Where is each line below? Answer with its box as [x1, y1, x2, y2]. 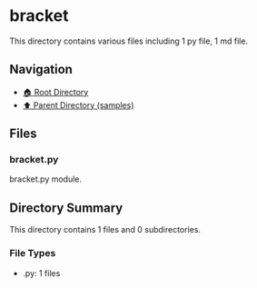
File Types [9, 247, 56, 260]
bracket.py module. [9, 174, 83, 184]
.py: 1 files [22, 267, 61, 278]
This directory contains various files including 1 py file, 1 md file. [9, 35, 248, 46]
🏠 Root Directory [22, 86, 89, 97]
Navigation [9, 62, 73, 77]
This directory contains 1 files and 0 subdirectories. [9, 224, 202, 235]
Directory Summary [9, 200, 124, 215]
